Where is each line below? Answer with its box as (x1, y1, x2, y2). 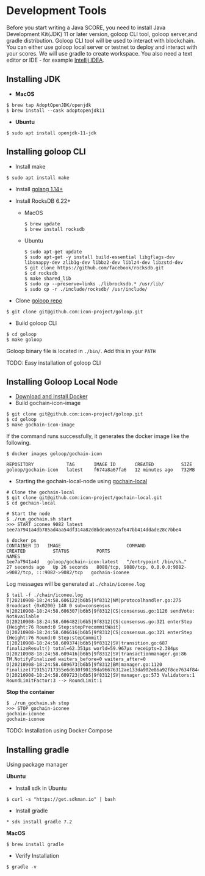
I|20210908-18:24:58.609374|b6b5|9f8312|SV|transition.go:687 (6, 640, 168, 646)
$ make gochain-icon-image (6, 422, 75, 428)
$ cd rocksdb (24, 270, 58, 276)
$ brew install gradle (6, 841, 64, 848)
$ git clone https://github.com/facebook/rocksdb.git (24, 265, 164, 271)
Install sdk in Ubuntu (15, 784, 67, 792)
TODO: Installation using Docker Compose (6, 727, 113, 734)
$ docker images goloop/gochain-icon (6, 451, 103, 457)
